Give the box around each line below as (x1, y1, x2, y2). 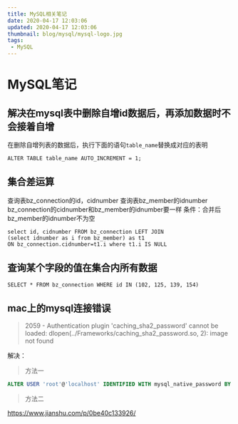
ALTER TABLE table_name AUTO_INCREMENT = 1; (7, 155, 142, 162)
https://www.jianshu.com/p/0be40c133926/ (7, 409, 137, 418)
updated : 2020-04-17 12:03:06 (7, 24, 98, 31)
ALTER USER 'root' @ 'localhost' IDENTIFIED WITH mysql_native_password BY (7, 381, 232, 388)
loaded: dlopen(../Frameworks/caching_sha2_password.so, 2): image (24, 329, 228, 338)
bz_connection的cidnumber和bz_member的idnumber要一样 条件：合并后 (7, 205, 222, 214)
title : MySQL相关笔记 (7, 10, 68, 18)
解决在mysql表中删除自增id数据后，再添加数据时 (7, 107, 222, 119)
